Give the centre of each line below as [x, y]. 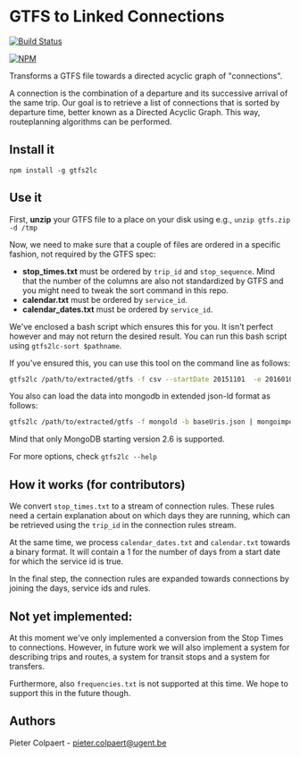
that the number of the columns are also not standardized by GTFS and [153, 281]
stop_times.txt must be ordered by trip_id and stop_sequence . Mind [148, 271]
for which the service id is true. [67, 561]
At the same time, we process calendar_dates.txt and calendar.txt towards [150, 543]
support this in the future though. [70, 693]
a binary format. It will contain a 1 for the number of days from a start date [145, 552]
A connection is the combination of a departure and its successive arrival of [149, 93]
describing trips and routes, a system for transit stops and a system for [140, 656]
